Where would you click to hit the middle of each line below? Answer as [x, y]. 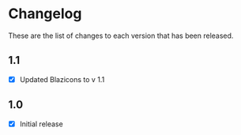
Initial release [41, 124]
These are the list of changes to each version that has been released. [121, 36]
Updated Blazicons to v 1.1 [62, 79]
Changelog [45, 14]
